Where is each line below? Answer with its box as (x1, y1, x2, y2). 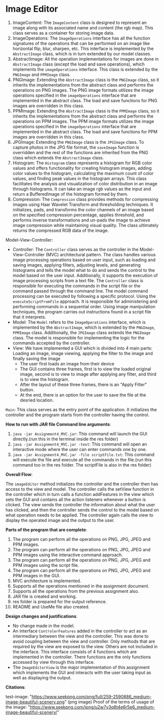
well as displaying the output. (12, 675, 72, 680)
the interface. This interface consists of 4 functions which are (12, 649, 137, 654)
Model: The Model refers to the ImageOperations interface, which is (12, 319, 146, 325)
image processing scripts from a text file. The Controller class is (12, 277, 143, 283)
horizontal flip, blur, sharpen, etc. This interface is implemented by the (12, 45, 154, 51)
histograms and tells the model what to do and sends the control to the (12, 267, 155, 273)
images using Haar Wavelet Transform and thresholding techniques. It (12, 202, 153, 207)
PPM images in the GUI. (12, 572, 61, 578)
